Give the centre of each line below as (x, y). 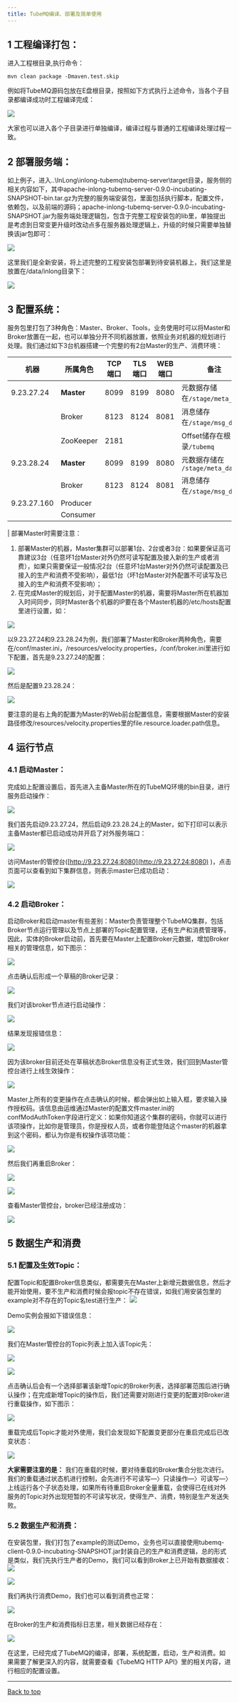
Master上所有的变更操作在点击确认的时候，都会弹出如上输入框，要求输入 (114, 1100)
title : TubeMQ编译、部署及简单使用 (54, 14)
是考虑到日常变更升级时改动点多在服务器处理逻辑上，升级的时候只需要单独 (116, 225)
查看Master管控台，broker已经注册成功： (68, 1205)
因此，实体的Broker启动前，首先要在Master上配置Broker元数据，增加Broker (118, 939)
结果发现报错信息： (36, 1033)
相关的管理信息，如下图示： (48, 948)
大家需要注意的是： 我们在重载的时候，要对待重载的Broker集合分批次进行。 (118, 1469)
